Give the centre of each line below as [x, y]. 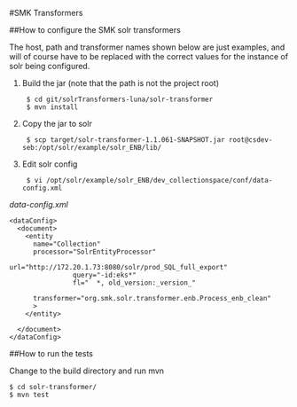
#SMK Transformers [46, 13]
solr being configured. [50, 66]
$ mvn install [52, 107]
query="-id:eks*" [105, 275]
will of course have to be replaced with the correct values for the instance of [149, 56]
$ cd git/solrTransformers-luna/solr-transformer [120, 99]
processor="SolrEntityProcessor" [94, 252]
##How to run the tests [51, 353]
